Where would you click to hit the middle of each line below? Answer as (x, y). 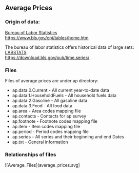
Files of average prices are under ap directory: (52, 80)
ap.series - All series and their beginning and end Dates (68, 136)
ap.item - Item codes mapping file (46, 126)
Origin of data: (22, 22)
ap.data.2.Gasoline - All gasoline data (50, 100)
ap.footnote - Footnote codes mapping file (55, 121)
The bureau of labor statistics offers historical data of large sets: (69, 47)
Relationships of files (30, 154)
